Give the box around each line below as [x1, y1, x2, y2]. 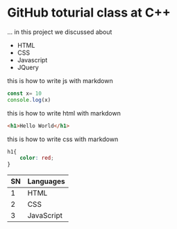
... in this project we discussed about [7, 28, 112, 36]
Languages [27, 176, 65, 186]
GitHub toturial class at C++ [7, 5, 171, 21]
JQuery [17, 63, 40, 71]
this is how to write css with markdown [7, 135, 119, 143]
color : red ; [19, 154, 54, 162]
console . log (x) [7, 96, 51, 103]
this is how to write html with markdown [7, 109, 121, 117]
